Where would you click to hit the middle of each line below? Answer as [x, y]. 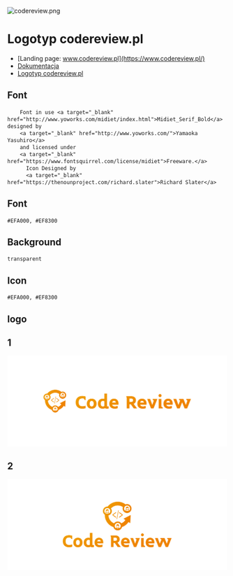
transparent [24, 259]
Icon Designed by [51, 168]
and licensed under [48, 147]
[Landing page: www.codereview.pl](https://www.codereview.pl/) [111, 58]
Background [34, 242]
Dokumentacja [38, 66]
